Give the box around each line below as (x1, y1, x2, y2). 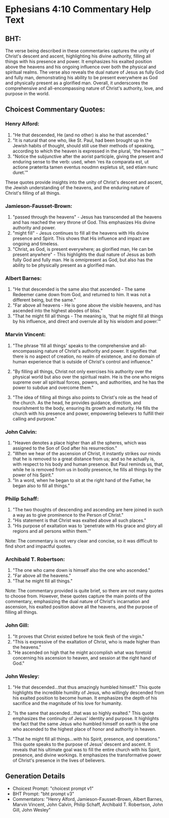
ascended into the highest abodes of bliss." (12, 308, 103, 314)
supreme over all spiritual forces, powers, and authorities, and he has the (12, 379, 164, 385)
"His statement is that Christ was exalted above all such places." (12, 517, 146, 523)
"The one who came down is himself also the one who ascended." (12, 567, 150, 573)
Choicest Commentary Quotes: (5, 105, 105, 114)
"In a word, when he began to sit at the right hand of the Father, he (12, 477, 151, 483)
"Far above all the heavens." (12, 573, 72, 579)
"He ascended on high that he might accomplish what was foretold (12, 649, 151, 656)
